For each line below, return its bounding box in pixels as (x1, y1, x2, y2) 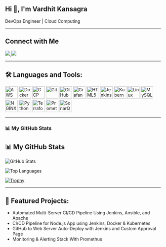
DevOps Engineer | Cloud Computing (5, 18, 81, 24)
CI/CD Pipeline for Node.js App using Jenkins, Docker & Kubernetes (12, 220, 151, 226)
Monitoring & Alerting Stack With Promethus (12, 236, 102, 242)
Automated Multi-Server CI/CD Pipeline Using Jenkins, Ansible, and (12, 209, 150, 216)
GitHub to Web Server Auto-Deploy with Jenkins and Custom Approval (12, 225, 157, 231)
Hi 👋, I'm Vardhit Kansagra (5, 5, 88, 13)
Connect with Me (5, 37, 59, 46)
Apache (12, 215, 29, 221)
